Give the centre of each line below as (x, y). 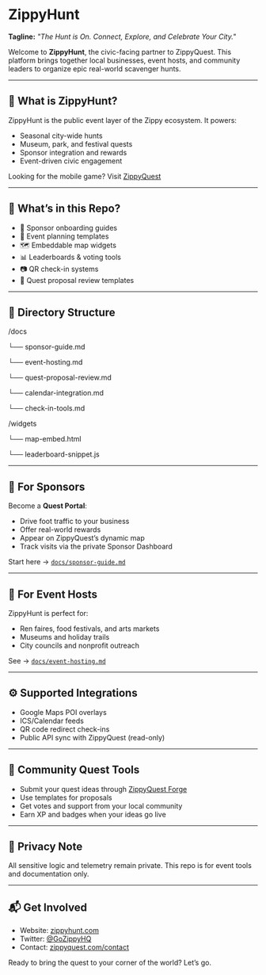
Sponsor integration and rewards (73, 152)
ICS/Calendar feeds (52, 721)
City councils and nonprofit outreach (80, 645)
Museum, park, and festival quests (76, 143)
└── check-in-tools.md (47, 408)
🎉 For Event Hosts (53, 594)
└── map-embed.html (45, 439)
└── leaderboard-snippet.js (54, 454)
